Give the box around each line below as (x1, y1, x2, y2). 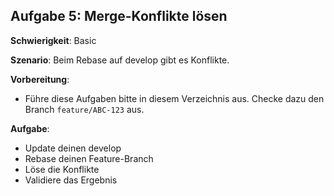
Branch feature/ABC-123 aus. (24, 103, 145, 115)
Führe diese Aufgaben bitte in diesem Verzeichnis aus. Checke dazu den (24, 92, 325, 104)
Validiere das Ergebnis (24, 174, 118, 186)
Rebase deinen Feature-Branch (24, 152, 154, 164)
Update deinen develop (24, 142, 122, 154)
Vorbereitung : (10, 73, 70, 85)
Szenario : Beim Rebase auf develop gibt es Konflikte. (10, 54, 230, 66)
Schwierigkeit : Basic (10, 34, 97, 46)
